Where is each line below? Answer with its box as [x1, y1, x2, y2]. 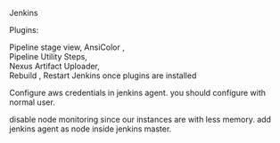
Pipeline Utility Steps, [9, 52, 87, 61]
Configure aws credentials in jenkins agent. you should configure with [9, 88, 266, 98]
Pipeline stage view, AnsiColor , [9, 42, 125, 52]
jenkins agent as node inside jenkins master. [9, 123, 172, 134]
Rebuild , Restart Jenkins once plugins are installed [9, 70, 197, 81]
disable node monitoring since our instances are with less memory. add [9, 115, 272, 124]
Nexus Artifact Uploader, [9, 61, 101, 71]
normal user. [9, 97, 55, 107]
